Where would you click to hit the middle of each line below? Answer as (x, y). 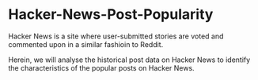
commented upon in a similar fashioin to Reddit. (86, 44)
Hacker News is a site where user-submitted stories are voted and (116, 36)
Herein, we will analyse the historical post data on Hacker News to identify (129, 60)
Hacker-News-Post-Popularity (111, 15)
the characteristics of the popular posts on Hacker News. (102, 67)
